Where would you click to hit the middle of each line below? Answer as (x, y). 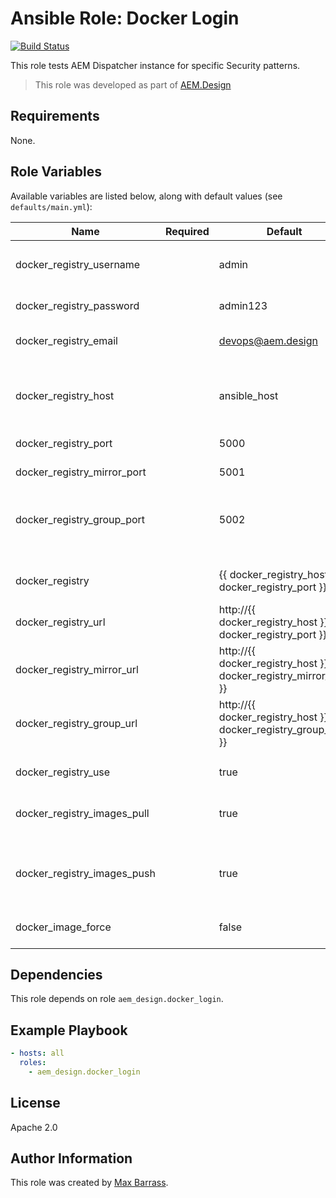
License (35, 1103)
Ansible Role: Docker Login (125, 18)
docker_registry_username (78, 264)
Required (187, 231)
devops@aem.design (268, 340)
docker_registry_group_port (80, 519)
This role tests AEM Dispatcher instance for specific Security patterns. (155, 65)
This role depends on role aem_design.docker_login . (117, 999)
